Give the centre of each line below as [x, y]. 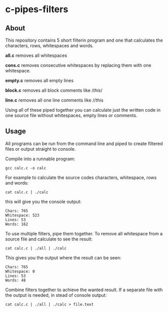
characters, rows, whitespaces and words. [49, 46]
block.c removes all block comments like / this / [54, 90]
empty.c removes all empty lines [39, 80]
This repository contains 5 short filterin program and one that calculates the [84, 40]
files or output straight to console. [40, 149]
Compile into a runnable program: [40, 159]
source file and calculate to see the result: [49, 239]
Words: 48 [16, 280]
